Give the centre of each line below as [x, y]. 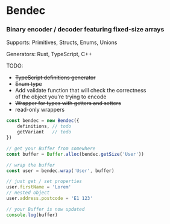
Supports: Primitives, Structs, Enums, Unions [62, 42]
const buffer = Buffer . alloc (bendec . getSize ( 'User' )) [75, 154]
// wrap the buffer [31, 165]
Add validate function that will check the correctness [80, 91]
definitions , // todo [44, 126]
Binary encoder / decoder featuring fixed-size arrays [85, 30]
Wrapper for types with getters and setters [68, 103]
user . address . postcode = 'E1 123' [50, 199]
